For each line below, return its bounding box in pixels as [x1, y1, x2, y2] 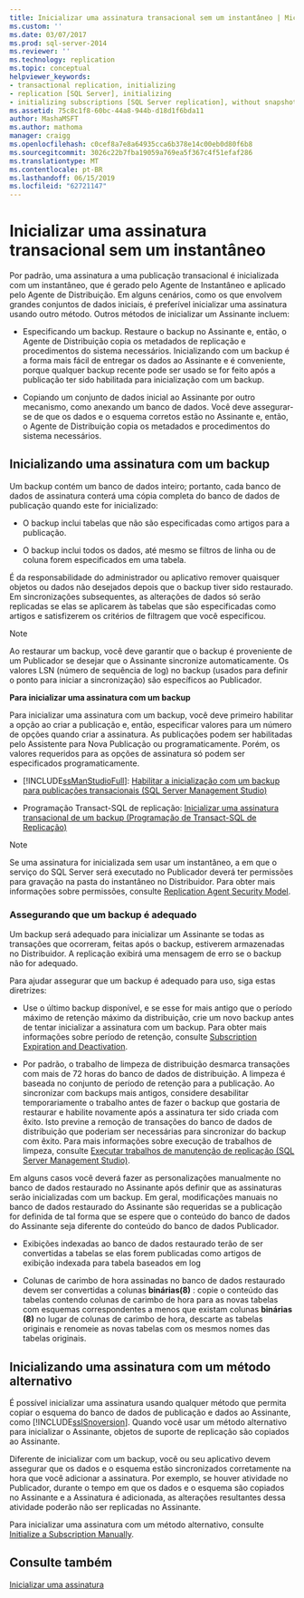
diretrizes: [9, 985, 47, 996]
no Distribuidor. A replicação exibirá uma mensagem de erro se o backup [9, 948, 282, 959]
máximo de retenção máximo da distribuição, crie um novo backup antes [22, 1012, 294, 1023]
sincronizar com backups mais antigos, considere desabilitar [22, 1088, 249, 1099]
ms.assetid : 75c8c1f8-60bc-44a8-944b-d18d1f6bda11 [9, 106, 204, 115]
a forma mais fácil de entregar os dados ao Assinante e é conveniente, [22, 355, 286, 366]
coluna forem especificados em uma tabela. [22, 554, 187, 565]
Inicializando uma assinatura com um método [9, 1359, 271, 1374]
